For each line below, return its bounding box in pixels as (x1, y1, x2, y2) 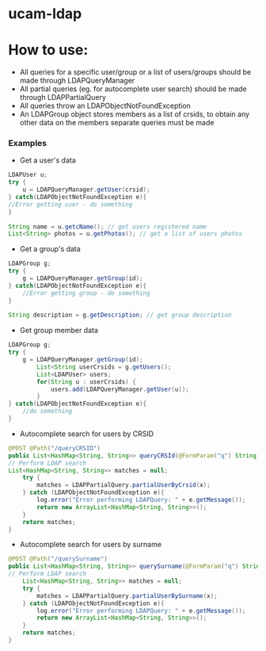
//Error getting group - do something (22, 289, 150, 297)
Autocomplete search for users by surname (19, 540, 162, 550)
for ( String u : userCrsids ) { (36, 377, 136, 385)
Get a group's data (19, 244, 81, 254)
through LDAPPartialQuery (19, 93, 107, 102)
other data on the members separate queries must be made (19, 118, 215, 128)
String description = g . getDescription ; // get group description (8, 311, 232, 320)
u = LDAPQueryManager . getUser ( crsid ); (22, 186, 150, 194)
